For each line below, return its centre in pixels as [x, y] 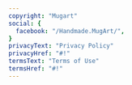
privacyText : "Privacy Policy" [61, 46]
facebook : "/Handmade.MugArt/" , [70, 31]
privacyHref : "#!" [39, 53]
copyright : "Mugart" [43, 16]
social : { [25, 23]
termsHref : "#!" [36, 69]
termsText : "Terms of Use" [54, 62]
